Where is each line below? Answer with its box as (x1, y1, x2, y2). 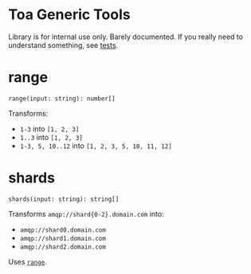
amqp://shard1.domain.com (19, 234, 106, 242)
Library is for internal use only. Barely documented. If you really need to (8, 32, 244, 41)
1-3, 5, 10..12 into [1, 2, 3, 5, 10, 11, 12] (19, 141, 173, 151)
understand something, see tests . (8, 40, 119, 49)
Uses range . (8, 256, 48, 266)
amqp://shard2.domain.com (19, 243, 106, 251)
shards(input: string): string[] (8, 195, 120, 203)
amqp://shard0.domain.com (19, 225, 106, 234)
